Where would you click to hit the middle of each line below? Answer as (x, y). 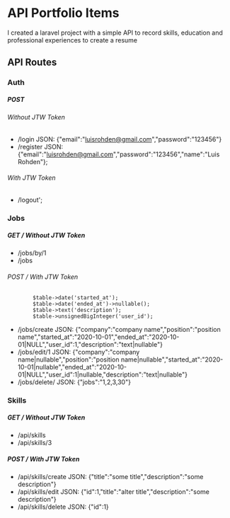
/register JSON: (40, 146)
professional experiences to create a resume (73, 40)
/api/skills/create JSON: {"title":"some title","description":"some (110, 476)
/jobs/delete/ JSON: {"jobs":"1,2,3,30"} (74, 382)
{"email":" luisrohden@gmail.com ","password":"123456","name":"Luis (119, 154)
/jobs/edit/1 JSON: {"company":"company (79, 352)
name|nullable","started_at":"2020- (172, 359)
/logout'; (30, 200)
